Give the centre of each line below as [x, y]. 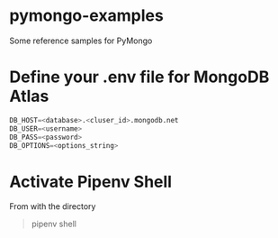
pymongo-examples [86, 16]
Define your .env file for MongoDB [139, 77]
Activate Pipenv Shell [91, 182]
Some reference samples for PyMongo [81, 41]
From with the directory [53, 206]
